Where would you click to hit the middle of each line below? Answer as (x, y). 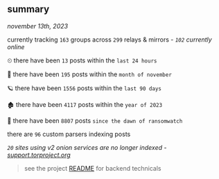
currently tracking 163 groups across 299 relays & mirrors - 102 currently (110, 40)
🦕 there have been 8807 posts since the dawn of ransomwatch (95, 120)
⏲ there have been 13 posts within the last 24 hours (82, 60)
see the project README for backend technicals (93, 168)
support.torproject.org (39, 155)
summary (28, 9)
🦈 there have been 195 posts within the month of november (89, 74)
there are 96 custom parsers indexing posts (69, 134)
